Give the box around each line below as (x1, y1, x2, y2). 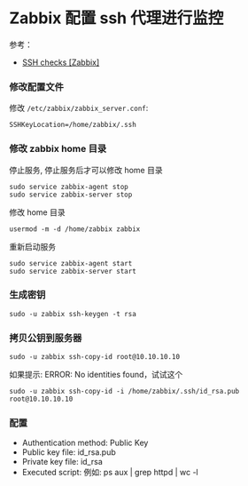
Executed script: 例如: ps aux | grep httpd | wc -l (21, 467, 198, 478)
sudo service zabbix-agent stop (9, 182, 128, 191)
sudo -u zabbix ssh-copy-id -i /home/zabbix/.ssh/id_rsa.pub (9, 387, 240, 396)
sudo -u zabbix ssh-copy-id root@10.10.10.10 (9, 353, 180, 362)
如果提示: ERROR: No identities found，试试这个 (9, 370, 183, 380)
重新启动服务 (9, 241, 56, 251)
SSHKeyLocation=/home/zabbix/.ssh (9, 121, 137, 130)
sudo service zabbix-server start (9, 267, 137, 275)
